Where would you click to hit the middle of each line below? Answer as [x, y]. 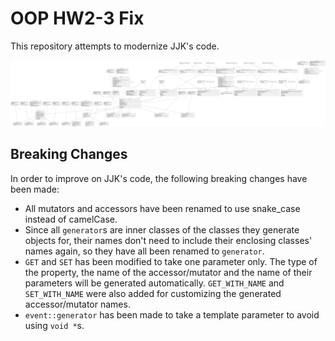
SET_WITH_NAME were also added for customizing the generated [153, 293]
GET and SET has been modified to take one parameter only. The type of [171, 261]
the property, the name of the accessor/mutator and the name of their [168, 272]
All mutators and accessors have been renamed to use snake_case [162, 208]
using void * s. [54, 325]
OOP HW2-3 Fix [77, 18]
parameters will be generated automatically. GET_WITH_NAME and [154, 283]
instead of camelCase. [71, 219]
